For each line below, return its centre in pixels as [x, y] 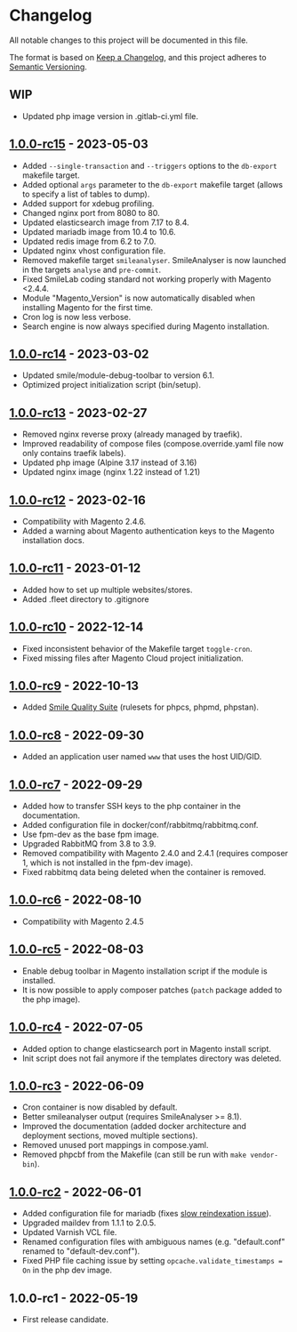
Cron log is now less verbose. [76, 317]
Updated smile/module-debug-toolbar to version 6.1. [118, 375]
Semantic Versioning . [48, 67]
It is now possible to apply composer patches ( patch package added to [152, 990]
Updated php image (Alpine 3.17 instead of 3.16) [109, 462]
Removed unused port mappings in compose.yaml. [115, 1145]
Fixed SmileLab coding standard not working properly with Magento [146, 279]
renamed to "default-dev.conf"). [81, 1251]
